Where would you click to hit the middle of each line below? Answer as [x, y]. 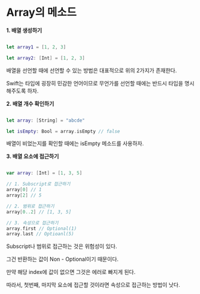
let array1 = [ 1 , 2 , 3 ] [36, 47]
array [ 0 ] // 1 [24, 190]
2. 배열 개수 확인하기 [30, 103]
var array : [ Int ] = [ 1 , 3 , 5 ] [44, 173]
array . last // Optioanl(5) [40, 234]
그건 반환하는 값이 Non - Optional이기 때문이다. [63, 259]
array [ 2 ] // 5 [24, 195]
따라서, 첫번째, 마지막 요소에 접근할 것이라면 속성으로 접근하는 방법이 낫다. [93, 285]
